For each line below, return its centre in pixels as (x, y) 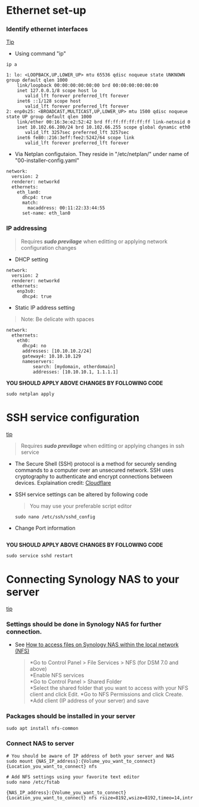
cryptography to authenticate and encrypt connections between (94, 476)
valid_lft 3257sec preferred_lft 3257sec (77, 133)
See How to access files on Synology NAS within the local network (97, 644)
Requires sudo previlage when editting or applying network (94, 241)
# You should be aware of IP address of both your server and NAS (90, 756)
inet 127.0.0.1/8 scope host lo (57, 91)
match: (30, 203)
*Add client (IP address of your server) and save (89, 701)
